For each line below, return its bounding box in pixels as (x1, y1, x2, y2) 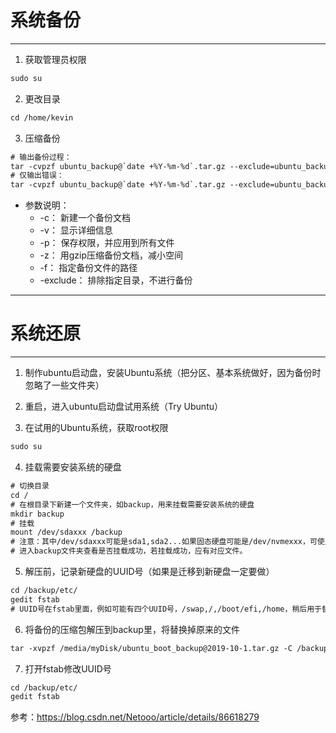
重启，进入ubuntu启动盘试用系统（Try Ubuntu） (24, 401, 223, 413)
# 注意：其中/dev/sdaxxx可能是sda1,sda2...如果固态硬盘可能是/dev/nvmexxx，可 (10, 537, 318, 547)
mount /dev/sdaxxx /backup (10, 527, 123, 538)
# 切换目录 (10, 481, 50, 491)
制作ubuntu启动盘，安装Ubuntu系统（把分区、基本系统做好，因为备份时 (24, 367, 322, 379)
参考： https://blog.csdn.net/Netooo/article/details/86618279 (10, 711, 260, 723)
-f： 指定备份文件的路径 (39, 262, 138, 274)
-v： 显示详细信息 (39, 224, 113, 236)
